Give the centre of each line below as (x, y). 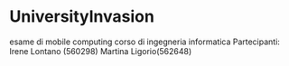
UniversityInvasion (82, 17)
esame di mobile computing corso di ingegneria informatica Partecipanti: (144, 42)
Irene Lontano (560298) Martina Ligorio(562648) (101, 51)
